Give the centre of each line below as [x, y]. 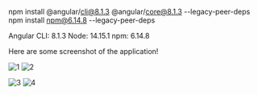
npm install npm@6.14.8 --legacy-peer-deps [82, 20]
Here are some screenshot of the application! [83, 51]
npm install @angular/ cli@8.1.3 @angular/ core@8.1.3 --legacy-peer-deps [129, 12]
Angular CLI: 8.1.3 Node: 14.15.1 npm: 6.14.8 [79, 36]
